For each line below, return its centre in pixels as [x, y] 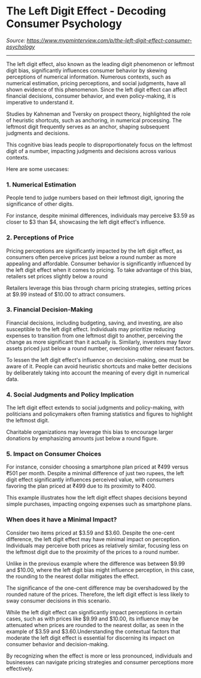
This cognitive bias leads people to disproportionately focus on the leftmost [99, 145]
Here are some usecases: [38, 169]
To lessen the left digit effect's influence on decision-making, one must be [98, 360]
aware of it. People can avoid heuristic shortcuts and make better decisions [99, 366]
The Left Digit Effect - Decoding [86, 11]
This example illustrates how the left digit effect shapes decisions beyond [97, 498]
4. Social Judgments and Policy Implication [70, 394]
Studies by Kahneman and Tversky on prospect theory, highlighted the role [99, 114]
